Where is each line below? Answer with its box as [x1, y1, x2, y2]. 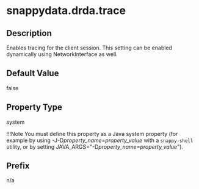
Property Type [6, 102, 63, 113]
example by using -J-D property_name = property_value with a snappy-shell [6, 137, 194, 144]
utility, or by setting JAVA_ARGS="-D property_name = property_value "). [6, 143, 184, 150]
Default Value [6, 68, 59, 79]
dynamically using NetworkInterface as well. [6, 51, 118, 58]
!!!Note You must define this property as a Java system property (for [6, 130, 178, 137]
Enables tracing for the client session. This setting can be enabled [6, 44, 173, 51]
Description [6, 28, 52, 38]
